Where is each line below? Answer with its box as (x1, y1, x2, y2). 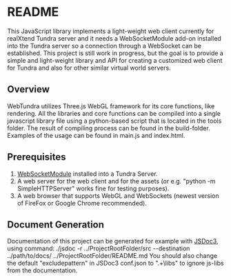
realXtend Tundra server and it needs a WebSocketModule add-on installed (7, 34, 222, 42)
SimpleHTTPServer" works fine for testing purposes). (17, 184, 170, 192)
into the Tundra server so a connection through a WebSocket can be (7, 41, 202, 50)
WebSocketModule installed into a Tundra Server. (17, 170, 158, 178)
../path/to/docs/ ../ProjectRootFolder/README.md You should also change (7, 252, 218, 260)
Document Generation (7, 219, 105, 230)
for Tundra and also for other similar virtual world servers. (7, 63, 171, 72)
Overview (7, 83, 50, 95)
